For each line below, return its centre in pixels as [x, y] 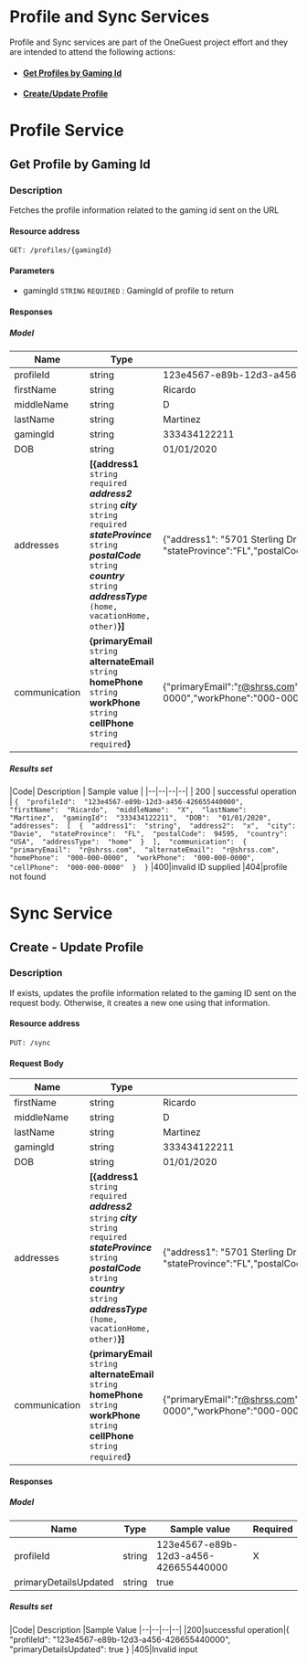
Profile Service [67, 131]
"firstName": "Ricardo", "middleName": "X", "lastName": [128, 810]
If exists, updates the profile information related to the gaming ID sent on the [153, 992]
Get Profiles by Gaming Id [72, 73]
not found [28, 876]
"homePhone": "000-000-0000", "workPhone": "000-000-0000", [132, 858]
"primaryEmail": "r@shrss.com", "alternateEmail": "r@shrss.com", [145, 850]
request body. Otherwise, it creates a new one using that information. [140, 1002]
